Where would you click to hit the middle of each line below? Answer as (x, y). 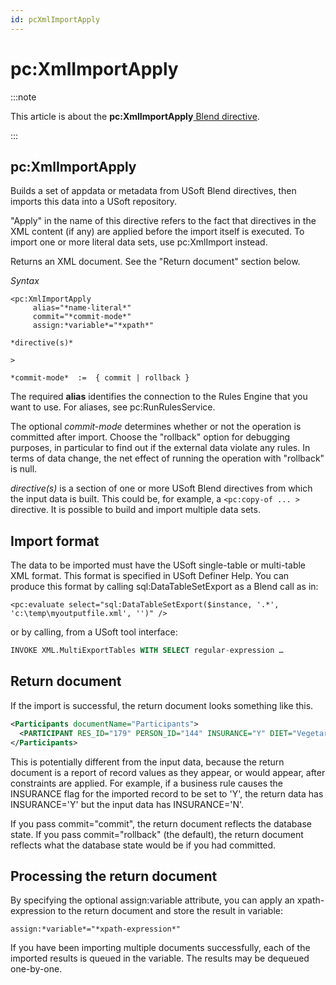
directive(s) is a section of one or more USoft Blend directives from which (161, 488)
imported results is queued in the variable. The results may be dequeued (160, 958)
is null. (24, 469)
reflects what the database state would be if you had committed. (143, 845)
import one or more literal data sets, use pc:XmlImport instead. (139, 242)
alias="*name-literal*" (82, 308)
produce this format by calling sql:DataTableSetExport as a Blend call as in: (164, 587)
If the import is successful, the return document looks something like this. (162, 705)
